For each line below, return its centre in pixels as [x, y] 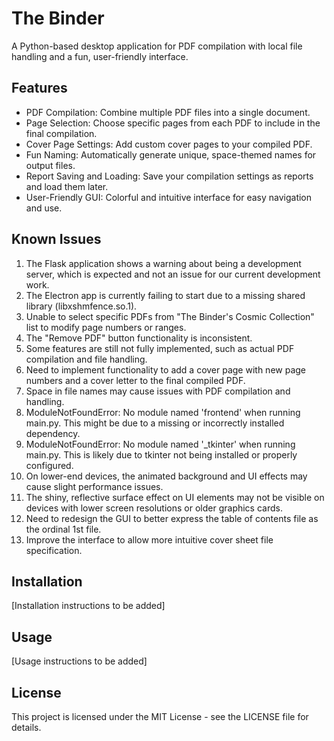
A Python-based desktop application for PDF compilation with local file [157, 46]
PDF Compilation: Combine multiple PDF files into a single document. [168, 112]
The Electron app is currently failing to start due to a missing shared [165, 295]
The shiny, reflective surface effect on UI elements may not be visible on [175, 497]
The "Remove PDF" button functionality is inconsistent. [139, 338]
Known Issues [56, 239]
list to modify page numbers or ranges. [106, 327]
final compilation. [61, 133]
